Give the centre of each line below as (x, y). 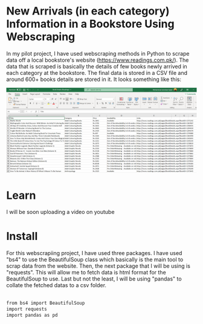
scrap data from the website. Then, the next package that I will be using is (98, 266)
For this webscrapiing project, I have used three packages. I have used (94, 253)
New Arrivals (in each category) (88, 11)
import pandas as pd (32, 316)
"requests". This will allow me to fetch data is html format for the (86, 273)
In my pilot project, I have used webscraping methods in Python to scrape (98, 53)
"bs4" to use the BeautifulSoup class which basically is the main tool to (95, 260)
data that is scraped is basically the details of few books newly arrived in (97, 66)
